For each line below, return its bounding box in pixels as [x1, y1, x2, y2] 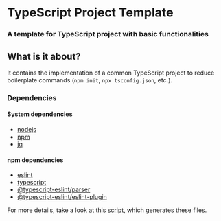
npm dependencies [7, 156, 64, 164]
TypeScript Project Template [7, 5, 174, 21]
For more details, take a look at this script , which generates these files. [7, 206, 207, 214]
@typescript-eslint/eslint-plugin [16, 193, 108, 201]
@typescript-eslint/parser [16, 185, 91, 194]
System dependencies [7, 110, 73, 118]
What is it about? [7, 50, 81, 62]
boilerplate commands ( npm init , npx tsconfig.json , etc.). [7, 75, 173, 84]
